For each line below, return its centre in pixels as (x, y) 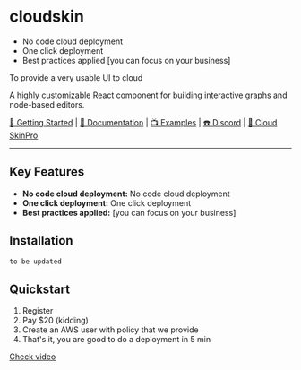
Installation (41, 241)
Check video (33, 357)
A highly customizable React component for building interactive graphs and (148, 95)
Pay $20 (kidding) (56, 321)
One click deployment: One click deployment (107, 202)
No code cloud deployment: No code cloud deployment (126, 194)
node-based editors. (47, 104)
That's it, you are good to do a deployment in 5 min (116, 340)
